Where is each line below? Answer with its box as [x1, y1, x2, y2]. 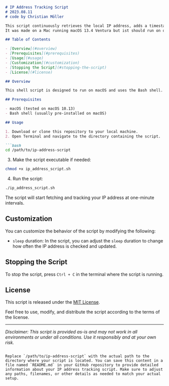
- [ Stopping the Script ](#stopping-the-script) [5, 65, 107, 70]
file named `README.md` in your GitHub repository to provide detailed [5, 363, 158, 368]
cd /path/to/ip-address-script [5, 148, 71, 153]
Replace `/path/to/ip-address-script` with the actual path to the [5, 354, 150, 359]
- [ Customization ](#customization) [5, 60, 80, 65]
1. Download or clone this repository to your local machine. [5, 129, 138, 134]
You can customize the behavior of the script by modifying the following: [5, 228, 156, 234]
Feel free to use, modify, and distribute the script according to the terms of [5, 309, 160, 315]
